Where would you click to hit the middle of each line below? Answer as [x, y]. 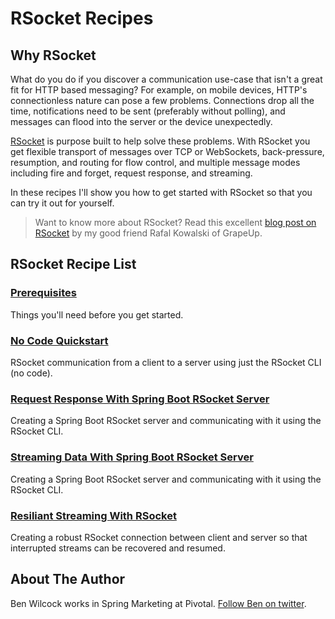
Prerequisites [43, 293]
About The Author [68, 579]
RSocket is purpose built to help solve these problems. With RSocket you [160, 141]
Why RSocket [53, 55]
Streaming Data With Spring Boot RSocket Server [132, 457]
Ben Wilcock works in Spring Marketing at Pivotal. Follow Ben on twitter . [158, 603]
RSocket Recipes [82, 18]
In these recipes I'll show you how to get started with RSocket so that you [161, 192]
